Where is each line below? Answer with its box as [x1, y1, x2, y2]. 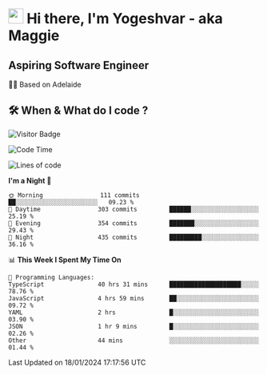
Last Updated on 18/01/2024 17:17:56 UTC [8, 357, 146, 367]
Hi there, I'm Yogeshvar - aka [26, 10, 224, 28]
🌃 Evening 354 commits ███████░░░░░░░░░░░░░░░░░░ [8, 219, 260, 228]
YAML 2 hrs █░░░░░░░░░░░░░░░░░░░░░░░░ [8, 308, 260, 317]
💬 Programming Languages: [8, 273, 94, 281]
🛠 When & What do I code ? [8, 104, 149, 118]
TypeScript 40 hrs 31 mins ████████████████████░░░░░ [8, 280, 260, 288]
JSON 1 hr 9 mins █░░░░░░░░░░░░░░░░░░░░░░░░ [8, 322, 260, 330]
